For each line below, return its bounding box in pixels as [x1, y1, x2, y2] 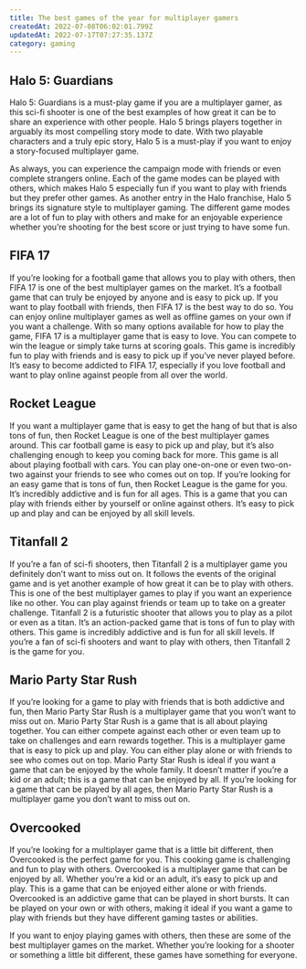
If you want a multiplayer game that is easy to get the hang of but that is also [9, 420, 298, 431]
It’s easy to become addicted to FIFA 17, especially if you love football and [9, 359, 286, 370]
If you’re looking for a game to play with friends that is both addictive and [9, 697, 285, 708]
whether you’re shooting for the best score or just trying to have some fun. [9, 221, 290, 233]
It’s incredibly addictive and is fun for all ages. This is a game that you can [9, 488, 288, 499]
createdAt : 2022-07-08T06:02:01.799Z [9, 22, 153, 31]
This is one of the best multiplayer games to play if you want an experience [9, 587, 292, 599]
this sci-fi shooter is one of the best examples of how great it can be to [9, 107, 277, 118]
